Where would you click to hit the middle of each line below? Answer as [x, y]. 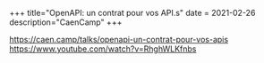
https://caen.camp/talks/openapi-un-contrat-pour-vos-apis [119, 39]
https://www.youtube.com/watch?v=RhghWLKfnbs [103, 49]
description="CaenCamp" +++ [66, 22]
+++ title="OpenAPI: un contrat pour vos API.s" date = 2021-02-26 [132, 13]
